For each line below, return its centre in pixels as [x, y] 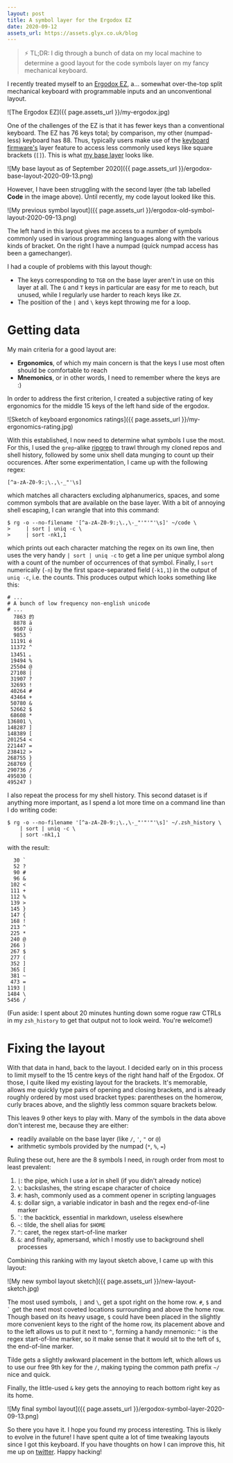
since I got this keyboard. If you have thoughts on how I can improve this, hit [116, 1444]
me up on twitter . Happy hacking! [54, 1452]
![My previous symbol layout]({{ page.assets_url [76, 210]
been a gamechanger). [40, 253]
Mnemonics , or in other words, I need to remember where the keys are [119, 378]
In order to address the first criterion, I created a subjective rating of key [110, 399]
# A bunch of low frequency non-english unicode [79, 604]
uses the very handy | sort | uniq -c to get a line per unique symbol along [116, 555]
